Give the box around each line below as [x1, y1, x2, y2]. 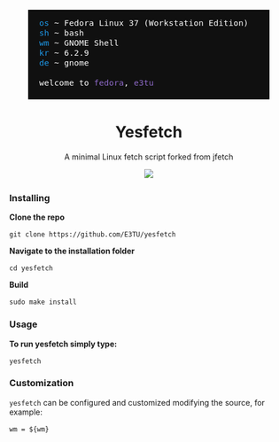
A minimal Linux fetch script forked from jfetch [64, 151, 234, 162]
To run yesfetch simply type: [9, 338, 118, 349]
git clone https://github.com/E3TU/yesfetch [9, 230, 176, 239]
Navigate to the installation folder [9, 245, 136, 257]
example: [9, 407, 43, 417]
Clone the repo [9, 212, 65, 222]
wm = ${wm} [9, 424, 50, 434]
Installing [9, 191, 50, 204]
